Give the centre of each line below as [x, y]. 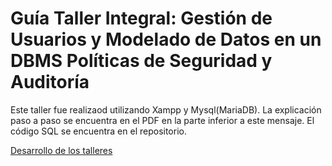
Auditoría [50, 82]
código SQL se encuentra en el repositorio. [98, 131]
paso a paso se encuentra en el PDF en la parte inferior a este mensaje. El [162, 120]
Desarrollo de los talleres [61, 150]
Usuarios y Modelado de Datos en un [166, 39]
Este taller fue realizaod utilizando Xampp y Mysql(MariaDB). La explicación [166, 109]
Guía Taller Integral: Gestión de [141, 18]
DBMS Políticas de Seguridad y [141, 61]
